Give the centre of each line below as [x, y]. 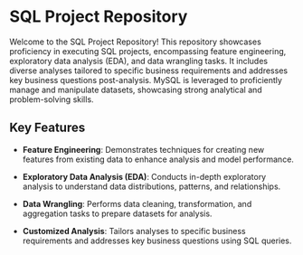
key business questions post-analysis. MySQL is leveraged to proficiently [146, 80]
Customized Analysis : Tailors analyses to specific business [134, 231]
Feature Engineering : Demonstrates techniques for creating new [143, 149]
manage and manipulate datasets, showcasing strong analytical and [136, 90]
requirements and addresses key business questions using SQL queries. [157, 241]
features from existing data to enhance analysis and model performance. [158, 159]
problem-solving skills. [52, 99]
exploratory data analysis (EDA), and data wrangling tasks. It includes [139, 61]
